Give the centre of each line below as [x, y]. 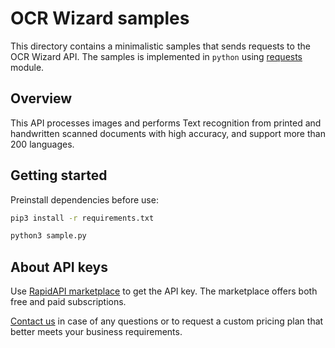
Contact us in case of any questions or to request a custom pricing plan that [167, 321]
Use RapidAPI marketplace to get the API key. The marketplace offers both [164, 291]
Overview [41, 98]
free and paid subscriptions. [68, 302]
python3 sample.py [48, 236]
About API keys [59, 267]
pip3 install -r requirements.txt [82, 218]
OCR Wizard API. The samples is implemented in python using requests [156, 56]
